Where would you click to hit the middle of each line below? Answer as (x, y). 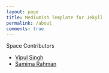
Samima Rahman (36, 64)
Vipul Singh (29, 57)
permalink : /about (29, 23)
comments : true (25, 29)
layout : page (22, 12)
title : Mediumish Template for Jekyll (54, 17)
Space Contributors (31, 46)
